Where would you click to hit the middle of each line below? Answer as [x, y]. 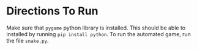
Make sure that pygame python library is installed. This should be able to [96, 28]
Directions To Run [52, 11]
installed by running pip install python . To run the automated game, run [99, 34]
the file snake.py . [28, 40]
